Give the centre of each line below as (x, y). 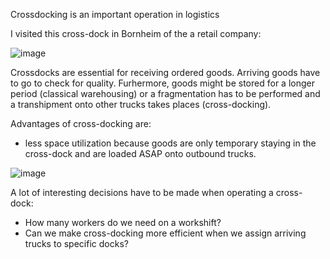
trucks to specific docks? (76, 243)
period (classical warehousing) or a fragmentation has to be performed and (165, 93)
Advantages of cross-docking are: (81, 123)
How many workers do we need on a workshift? (123, 222)
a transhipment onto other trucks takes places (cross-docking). (141, 104)
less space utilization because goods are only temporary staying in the (170, 143)
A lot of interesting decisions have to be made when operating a (142, 192)
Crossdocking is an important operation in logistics (115, 14)
